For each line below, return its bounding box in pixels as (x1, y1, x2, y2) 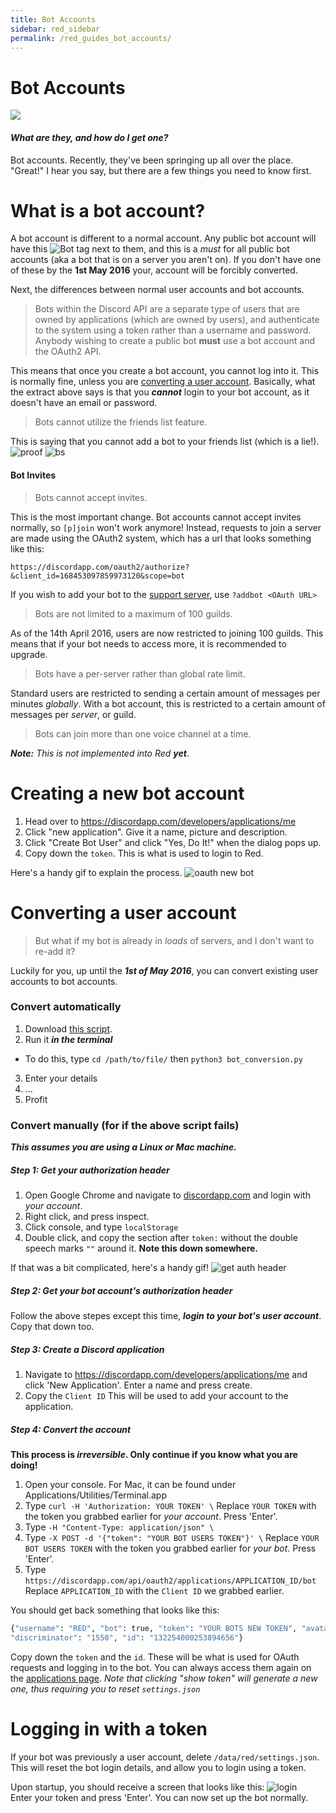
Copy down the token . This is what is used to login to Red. (24, 847, 264, 859)
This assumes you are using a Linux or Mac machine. (10, 1141, 238, 1153)
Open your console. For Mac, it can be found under (24, 1479, 237, 1490)
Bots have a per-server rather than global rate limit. (34, 667, 246, 680)
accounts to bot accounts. (10, 975, 118, 987)
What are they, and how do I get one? (10, 131, 169, 143)
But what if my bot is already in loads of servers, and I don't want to (34, 934, 315, 946)
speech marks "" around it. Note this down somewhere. (24, 1242, 259, 1255)
